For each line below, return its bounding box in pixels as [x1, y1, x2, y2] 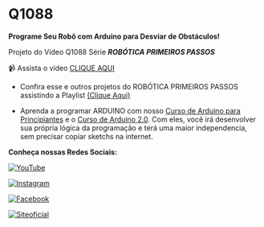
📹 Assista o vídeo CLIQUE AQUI [8, 63, 115, 72]
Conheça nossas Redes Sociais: [8, 147, 118, 157]
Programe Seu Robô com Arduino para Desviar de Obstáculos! [8, 31, 221, 41]
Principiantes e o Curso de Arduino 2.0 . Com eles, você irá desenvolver [19, 114, 257, 124]
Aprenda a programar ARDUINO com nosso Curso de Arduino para [19, 105, 241, 115]
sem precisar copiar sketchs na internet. [19, 131, 154, 141]
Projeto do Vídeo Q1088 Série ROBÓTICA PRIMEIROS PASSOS [8, 47, 215, 56]
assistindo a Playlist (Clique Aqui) [19, 90, 131, 100]
